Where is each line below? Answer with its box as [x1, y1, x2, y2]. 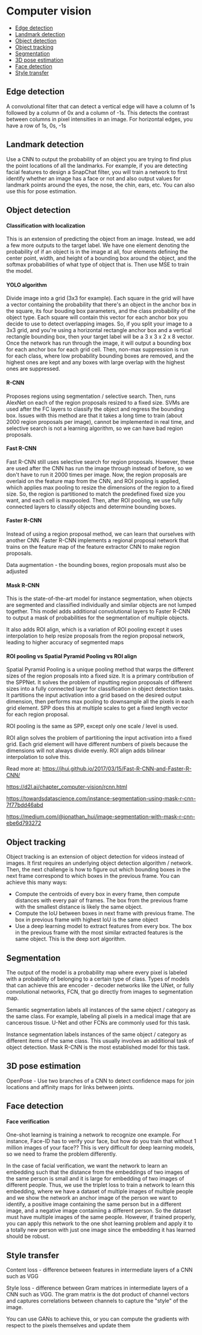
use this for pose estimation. [6, 187, 77, 194]
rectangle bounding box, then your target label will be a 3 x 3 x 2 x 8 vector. [6, 333, 194, 341]
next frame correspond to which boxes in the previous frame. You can [6, 872, 180, 880]
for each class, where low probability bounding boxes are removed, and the [6, 352, 194, 360]
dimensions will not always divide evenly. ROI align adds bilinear [6, 747, 166, 754]
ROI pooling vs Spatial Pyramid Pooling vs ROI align [6, 652, 137, 659]
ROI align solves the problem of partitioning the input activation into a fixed [6, 734, 192, 741]
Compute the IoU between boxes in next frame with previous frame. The [14, 910, 195, 917]
